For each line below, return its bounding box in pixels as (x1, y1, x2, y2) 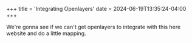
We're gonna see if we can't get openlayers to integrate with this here (6, 24, 181, 30)
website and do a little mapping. (6, 30, 86, 37)
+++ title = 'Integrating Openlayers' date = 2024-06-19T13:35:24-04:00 (6, 5, 187, 12)
